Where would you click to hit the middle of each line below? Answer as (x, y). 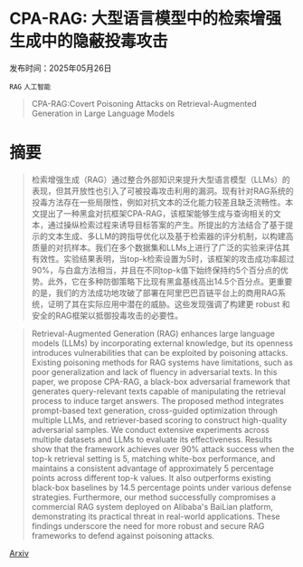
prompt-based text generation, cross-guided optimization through (155, 410)
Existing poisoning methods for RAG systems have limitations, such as (162, 362)
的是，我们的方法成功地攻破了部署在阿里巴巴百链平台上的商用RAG (155, 293)
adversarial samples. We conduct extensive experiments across (150, 429)
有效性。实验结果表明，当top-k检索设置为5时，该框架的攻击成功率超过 (163, 258)
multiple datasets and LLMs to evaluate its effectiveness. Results (152, 439)
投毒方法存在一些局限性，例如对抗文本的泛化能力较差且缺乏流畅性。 (158, 202)
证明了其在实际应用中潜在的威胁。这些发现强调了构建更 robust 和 (169, 303)
